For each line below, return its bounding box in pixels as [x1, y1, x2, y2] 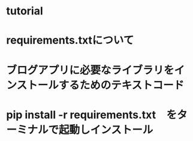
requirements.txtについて [6, 34, 134, 47]
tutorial [6, 4, 43, 18]
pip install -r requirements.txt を [6, 108, 177, 121]
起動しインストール [59, 123, 153, 136]
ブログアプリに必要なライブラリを [6, 63, 175, 77]
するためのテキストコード [58, 78, 185, 92]
